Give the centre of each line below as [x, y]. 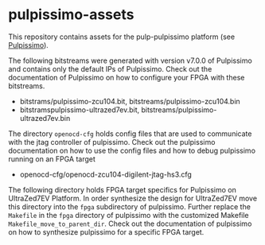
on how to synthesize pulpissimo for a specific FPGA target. [106, 231]
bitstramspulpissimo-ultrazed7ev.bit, [80, 110]
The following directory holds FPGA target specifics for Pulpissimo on [122, 189]
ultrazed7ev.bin [45, 118]
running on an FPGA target [52, 159]
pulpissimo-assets [71, 15]
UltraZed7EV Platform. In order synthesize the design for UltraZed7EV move [132, 198]
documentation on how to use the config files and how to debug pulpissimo [132, 150]
